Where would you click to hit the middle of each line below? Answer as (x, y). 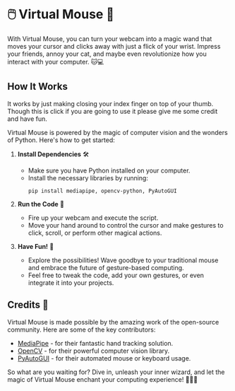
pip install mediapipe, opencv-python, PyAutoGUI (103, 191)
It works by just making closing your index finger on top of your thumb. (110, 103)
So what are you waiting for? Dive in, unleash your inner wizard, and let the (116, 372)
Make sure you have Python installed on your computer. (109, 170)
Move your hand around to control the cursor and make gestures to (126, 225)
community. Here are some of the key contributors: (82, 329)
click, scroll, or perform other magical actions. (95, 233)
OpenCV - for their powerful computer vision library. (94, 351)
